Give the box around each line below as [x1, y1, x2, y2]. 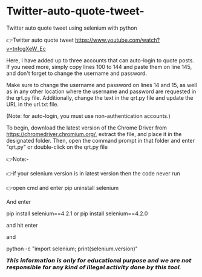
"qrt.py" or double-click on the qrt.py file [6, 143, 108, 151]
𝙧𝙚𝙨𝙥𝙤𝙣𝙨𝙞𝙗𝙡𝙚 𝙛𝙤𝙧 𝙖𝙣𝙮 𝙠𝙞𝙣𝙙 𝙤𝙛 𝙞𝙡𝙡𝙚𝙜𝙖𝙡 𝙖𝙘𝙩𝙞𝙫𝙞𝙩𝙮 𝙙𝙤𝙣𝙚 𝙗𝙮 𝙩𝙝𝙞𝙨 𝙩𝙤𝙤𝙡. [6, 263, 181, 270]
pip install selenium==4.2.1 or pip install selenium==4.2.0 [6, 210, 148, 217]
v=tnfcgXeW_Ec [6, 45, 47, 52]
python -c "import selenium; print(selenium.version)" [6, 245, 138, 252]
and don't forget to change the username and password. [6, 70, 147, 77]
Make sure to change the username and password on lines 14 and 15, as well [6, 81, 197, 88]
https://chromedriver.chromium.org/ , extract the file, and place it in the [6, 130, 182, 137]
